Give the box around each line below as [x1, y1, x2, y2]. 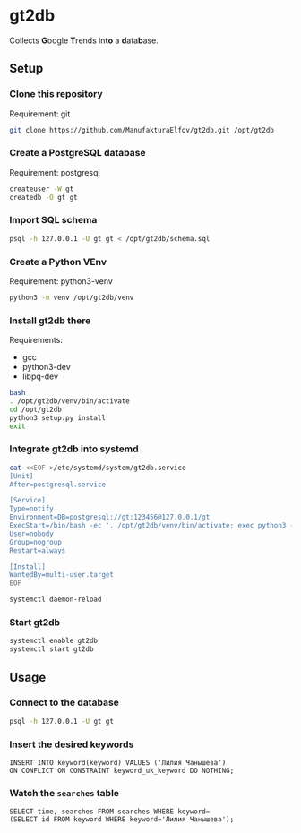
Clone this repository [9, 88, 103, 100]
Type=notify [9, 504, 54, 513]
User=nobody [9, 529, 54, 538]
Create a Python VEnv [9, 255, 107, 268]
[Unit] [9, 471, 34, 480]
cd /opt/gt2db [9, 405, 63, 414]
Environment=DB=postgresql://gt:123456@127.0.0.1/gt [9, 512, 211, 522]
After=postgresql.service [9, 480, 106, 489]
